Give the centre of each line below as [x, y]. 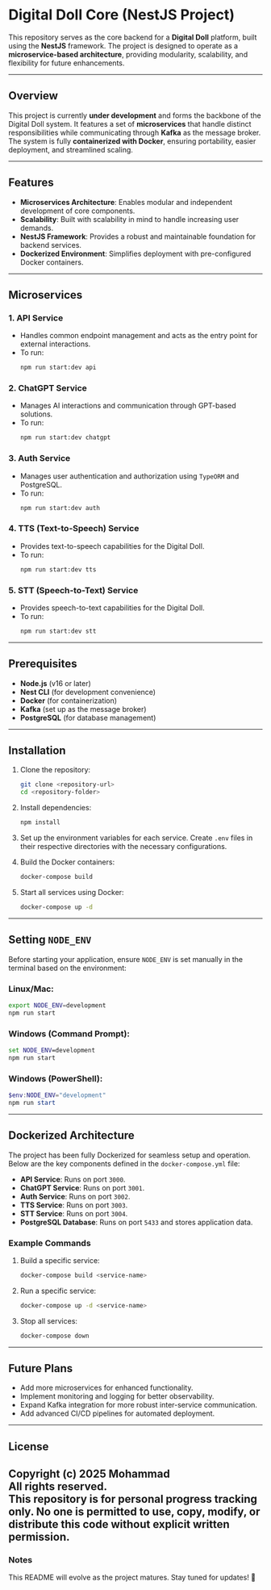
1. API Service [36, 318]
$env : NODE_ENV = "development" [57, 1095]
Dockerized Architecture [71, 1136]
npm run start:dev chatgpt [65, 437]
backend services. [51, 245]
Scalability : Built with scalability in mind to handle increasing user [129, 219]
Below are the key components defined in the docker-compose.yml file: [124, 1163]
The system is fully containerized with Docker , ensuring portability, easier [132, 141]
